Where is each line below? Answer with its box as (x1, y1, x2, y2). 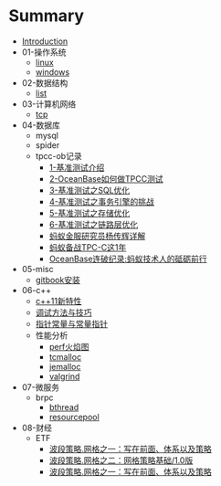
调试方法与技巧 (35, 307, 92, 318)
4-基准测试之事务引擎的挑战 (48, 195, 154, 206)
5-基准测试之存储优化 (48, 207, 131, 218)
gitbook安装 (35, 274, 81, 285)
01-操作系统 (21, 47, 67, 58)
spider (35, 139, 60, 151)
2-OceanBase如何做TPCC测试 (48, 173, 163, 184)
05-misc (21, 263, 54, 274)
